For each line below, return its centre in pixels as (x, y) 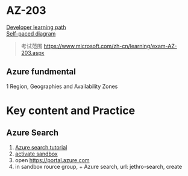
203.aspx (33, 52)
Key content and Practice (71, 111)
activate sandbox (36, 154)
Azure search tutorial (41, 147)
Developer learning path (36, 27)
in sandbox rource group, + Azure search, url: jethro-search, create (99, 166)
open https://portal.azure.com (52, 160)
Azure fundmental (41, 72)
